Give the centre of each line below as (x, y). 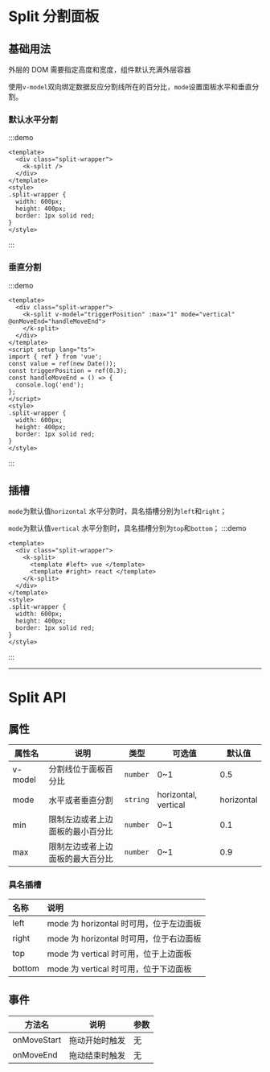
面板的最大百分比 (81, 859)
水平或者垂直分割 (81, 801)
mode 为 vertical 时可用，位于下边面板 (119, 969)
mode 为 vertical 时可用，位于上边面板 (119, 954)
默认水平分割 (33, 119)
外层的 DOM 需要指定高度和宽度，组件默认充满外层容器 (100, 70)
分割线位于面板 (77, 769)
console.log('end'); (50, 385)
